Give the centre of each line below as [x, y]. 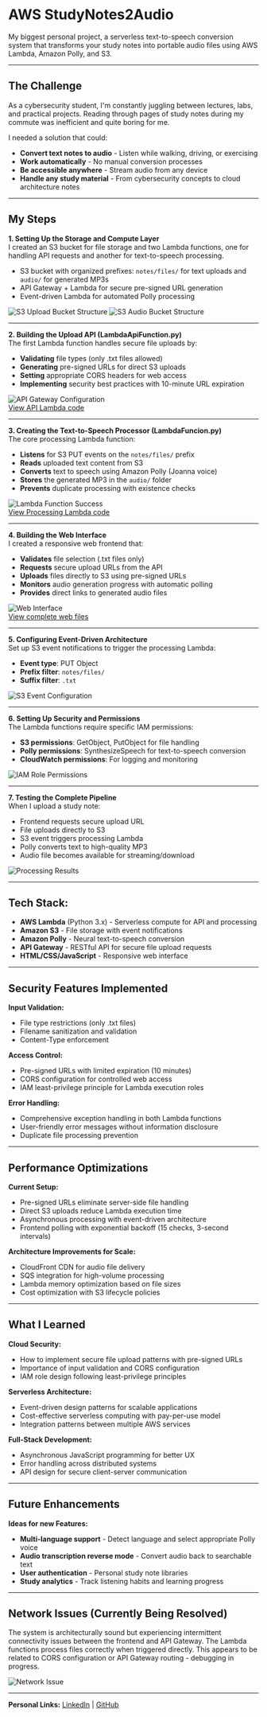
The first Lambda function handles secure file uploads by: [103, 343]
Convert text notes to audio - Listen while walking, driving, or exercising [139, 153]
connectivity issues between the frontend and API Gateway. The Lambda [128, 1641]
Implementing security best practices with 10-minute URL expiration [132, 384]
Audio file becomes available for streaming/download [107, 855]
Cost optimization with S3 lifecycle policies [90, 1292]
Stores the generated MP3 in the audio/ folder [96, 480]
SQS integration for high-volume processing [92, 1275]
